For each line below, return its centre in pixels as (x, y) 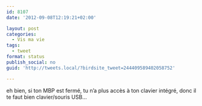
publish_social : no (31, 62)
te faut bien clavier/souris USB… (47, 97)
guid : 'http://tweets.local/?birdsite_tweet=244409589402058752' (91, 68)
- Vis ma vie (28, 40)
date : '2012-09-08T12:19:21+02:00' (51, 18)
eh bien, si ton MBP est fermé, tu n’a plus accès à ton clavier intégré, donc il (101, 90)
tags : (13, 45)
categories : (21, 34)
